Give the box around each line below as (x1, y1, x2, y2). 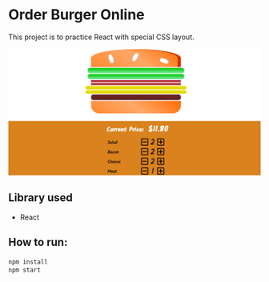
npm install (8, 258, 48, 266)
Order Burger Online (8, 6, 146, 24)
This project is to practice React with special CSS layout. (8, 32, 195, 42)
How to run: (8, 236, 68, 249)
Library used (8, 191, 74, 205)
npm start (8, 266, 42, 274)
